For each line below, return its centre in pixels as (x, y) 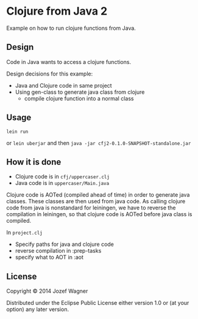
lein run (17, 131)
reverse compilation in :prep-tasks (58, 251)
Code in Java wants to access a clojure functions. (69, 61)
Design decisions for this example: (50, 74)
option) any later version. (37, 309)
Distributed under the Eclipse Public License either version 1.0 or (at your (98, 303)
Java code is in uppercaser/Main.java (62, 183)
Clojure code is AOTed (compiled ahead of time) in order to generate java (98, 195)
